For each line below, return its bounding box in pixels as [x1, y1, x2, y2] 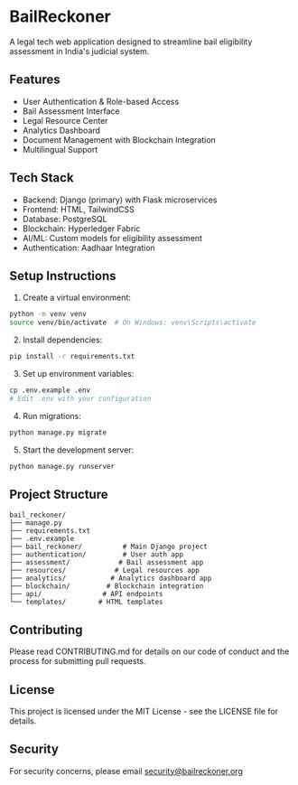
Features [9, 72, 61, 88]
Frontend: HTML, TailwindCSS [22, 203, 135, 214]
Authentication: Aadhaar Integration [22, 242, 155, 253]
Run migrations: [22, 410, 81, 421]
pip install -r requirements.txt [9, 352, 135, 361]
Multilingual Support [22, 144, 98, 154]
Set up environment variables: [22, 369, 135, 378]
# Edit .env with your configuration [9, 394, 152, 403]
